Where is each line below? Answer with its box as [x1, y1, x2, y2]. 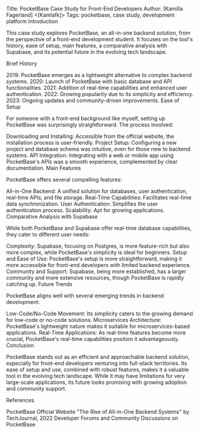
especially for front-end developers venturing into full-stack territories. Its [6, 360, 188, 367]
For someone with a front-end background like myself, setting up [6, 115, 166, 122]
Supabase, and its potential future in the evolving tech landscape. [6, 48, 167, 56]
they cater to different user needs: [6, 231, 91, 238]
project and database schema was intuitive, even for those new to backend [6, 146, 191, 152]
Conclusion [6, 342, 35, 349]
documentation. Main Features [6, 164, 82, 171]
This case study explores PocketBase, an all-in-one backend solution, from [6, 29, 191, 36]
